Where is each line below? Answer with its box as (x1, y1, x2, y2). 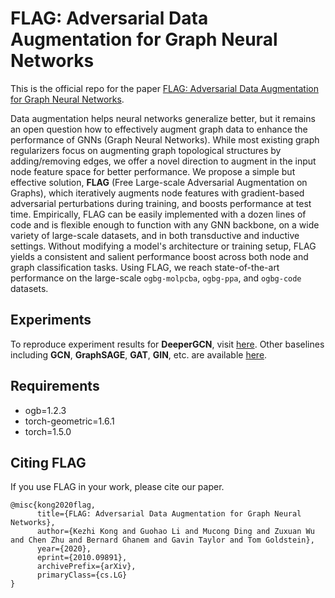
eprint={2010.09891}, (36, 553, 128, 563)
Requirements (10, 378, 100, 395)
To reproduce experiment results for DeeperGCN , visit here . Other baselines (10, 338, 325, 350)
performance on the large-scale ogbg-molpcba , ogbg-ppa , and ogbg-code (10, 272, 302, 284)
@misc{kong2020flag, (10, 500, 97, 511)
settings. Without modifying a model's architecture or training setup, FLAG (10, 240, 317, 252)
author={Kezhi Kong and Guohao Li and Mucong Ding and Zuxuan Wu (36, 527, 315, 537)
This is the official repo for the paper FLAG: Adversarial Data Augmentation (10, 82, 319, 94)
